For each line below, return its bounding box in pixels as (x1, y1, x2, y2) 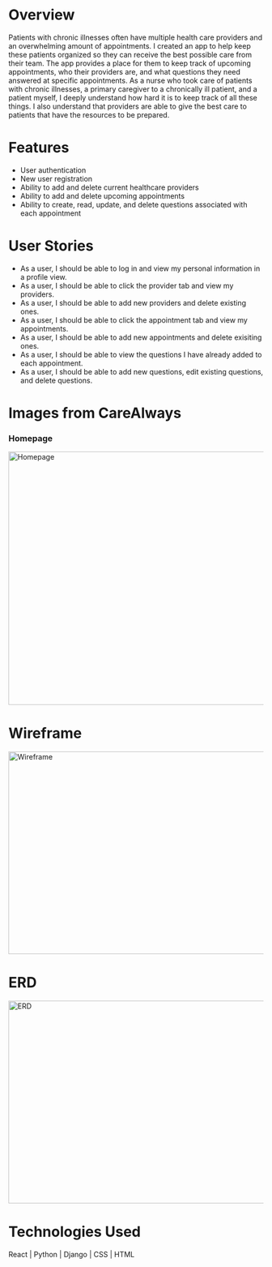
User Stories (8, 237, 94, 255)
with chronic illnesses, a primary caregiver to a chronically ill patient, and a (8, 83, 257, 94)
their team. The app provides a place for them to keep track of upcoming (8, 58, 251, 68)
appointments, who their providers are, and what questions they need (8, 66, 241, 76)
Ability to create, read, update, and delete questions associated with (19, 199, 248, 209)
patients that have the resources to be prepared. (8, 109, 170, 119)
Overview (8, 6, 75, 24)
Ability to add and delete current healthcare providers (19, 182, 200, 192)
